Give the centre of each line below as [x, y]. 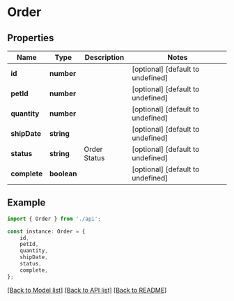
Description [104, 57]
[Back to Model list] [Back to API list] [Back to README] [87, 290]
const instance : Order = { [46, 231]
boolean [63, 173]
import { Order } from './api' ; [54, 219]
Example [26, 203]
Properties [31, 38]
